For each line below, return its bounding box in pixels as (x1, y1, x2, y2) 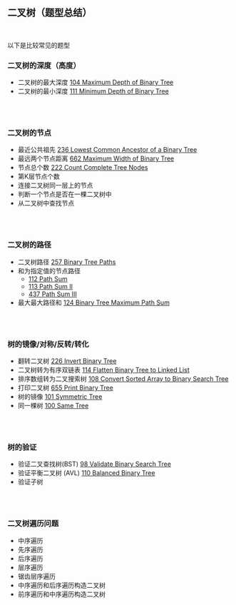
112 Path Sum (28, 274, 68, 283)
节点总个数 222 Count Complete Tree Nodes (17, 163, 148, 172)
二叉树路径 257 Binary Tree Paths (17, 258, 116, 266)
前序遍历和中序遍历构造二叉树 (17, 589, 106, 598)
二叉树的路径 (7, 240, 52, 250)
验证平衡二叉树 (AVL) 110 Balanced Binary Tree (17, 469, 155, 477)
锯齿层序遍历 (17, 571, 56, 580)
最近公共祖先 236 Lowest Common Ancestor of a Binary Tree (17, 146, 197, 154)
